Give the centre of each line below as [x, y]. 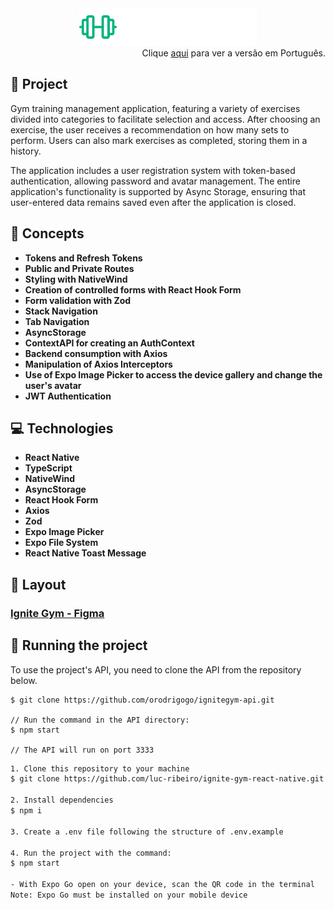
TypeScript [48, 468]
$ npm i [26, 811]
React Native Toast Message [85, 553]
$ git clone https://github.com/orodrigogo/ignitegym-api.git [142, 700]
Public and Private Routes [79, 268]
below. [24, 680]
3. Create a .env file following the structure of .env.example [147, 832]
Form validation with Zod [78, 300]
